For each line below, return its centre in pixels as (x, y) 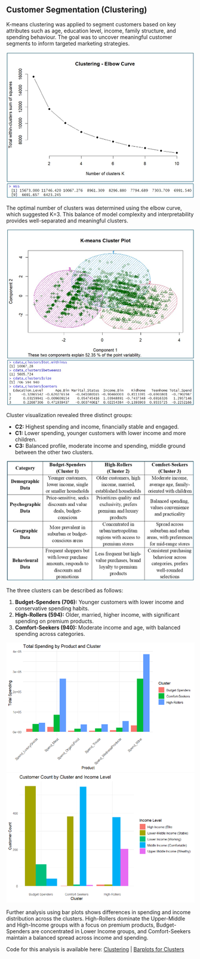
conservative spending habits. (52, 608)
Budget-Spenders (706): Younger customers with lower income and (99, 602)
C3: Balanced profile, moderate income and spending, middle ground (100, 446)
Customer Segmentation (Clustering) (77, 10)
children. (26, 439)
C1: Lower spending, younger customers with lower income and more (100, 433)
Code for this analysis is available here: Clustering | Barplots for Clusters (95, 949)
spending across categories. (50, 634)
